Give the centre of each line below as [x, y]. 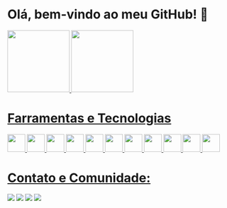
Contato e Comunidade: [79, 178]
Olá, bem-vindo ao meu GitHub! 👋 [108, 15]
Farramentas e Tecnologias [89, 119]
